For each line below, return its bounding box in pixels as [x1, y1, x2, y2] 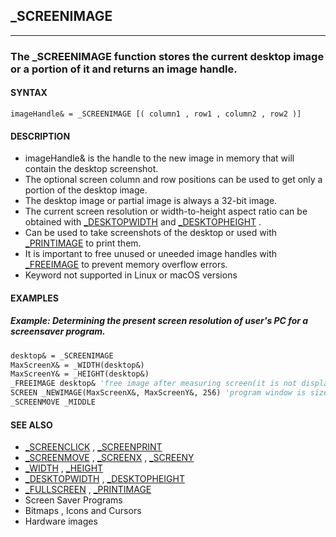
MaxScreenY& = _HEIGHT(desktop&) [10, 369, 150, 379]
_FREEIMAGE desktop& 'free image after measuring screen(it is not [10, 379, 298, 389]
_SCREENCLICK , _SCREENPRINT [24, 441, 163, 453]
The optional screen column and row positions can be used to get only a [24, 174, 323, 186]
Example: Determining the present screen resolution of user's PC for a [10, 315, 309, 327]
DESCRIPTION [10, 130, 71, 142]
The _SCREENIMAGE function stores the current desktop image [10, 49, 325, 63]
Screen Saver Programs [24, 494, 123, 506]
